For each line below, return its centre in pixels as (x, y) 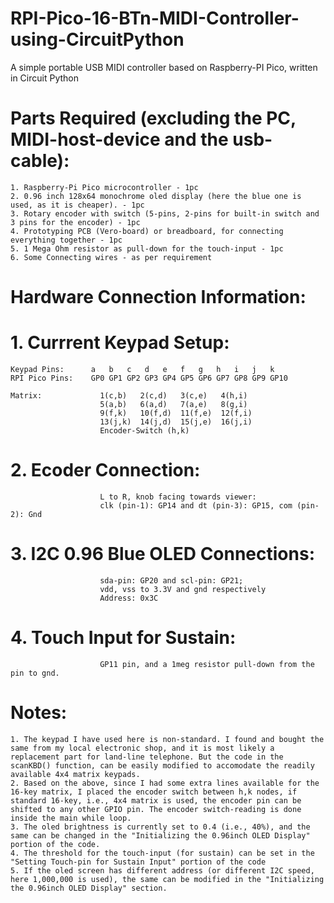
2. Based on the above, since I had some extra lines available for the (165, 783)
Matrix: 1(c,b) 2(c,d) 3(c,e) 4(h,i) (129, 396)
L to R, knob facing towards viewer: (178, 497)
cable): (40, 161)
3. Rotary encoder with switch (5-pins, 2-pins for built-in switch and (165, 213)
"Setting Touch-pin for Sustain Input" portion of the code (138, 862)
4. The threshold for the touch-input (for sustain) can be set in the (162, 853)
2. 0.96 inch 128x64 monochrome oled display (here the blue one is (156, 196)
